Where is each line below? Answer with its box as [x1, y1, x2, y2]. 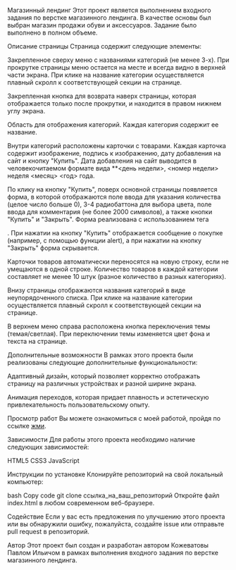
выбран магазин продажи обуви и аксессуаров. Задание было [7, 21, 197, 29]
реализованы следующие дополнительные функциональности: [7, 359, 198, 366]
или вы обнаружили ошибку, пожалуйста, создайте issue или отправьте [7, 520, 225, 528]
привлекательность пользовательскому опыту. [7, 401, 150, 409]
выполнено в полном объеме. [7, 28, 98, 37]
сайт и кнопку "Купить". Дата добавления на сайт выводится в [7, 156, 197, 165]
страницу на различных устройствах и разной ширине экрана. [7, 380, 197, 388]
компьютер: [7, 478, 44, 485]
